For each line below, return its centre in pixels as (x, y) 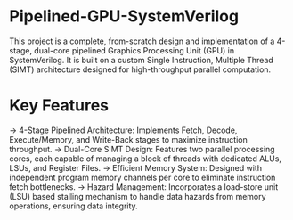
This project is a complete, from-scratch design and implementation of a (142, 41)
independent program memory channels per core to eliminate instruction (142, 177)
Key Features (59, 106)
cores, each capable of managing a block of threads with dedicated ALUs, (146, 159)
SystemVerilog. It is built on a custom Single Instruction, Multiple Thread (141, 60)
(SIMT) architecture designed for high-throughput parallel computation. (140, 69)
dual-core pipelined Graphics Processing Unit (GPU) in (134, 50)
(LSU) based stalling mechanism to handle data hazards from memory (138, 196)
